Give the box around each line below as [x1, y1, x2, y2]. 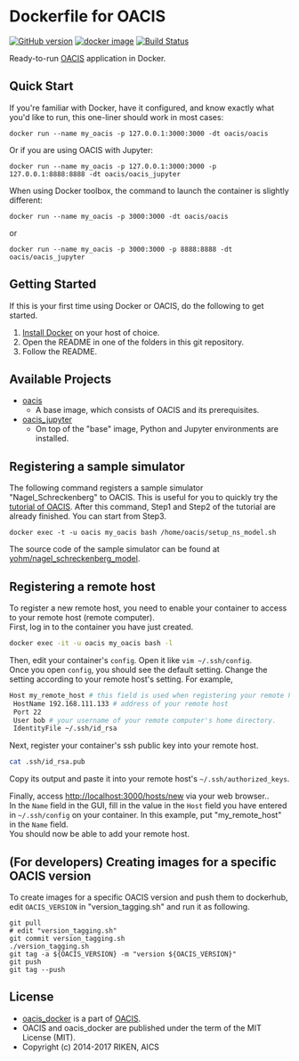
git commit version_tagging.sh [9, 934, 125, 943]
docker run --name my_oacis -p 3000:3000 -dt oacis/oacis [9, 212, 229, 221]
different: [9, 194, 43, 206]
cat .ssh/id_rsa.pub [9, 757, 86, 766]
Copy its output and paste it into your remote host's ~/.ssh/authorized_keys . [9, 773, 290, 784]
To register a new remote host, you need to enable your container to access [9, 603, 287, 613]
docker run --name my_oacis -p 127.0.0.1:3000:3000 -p [9, 162, 217, 171]
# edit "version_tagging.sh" [9, 926, 117, 935]
